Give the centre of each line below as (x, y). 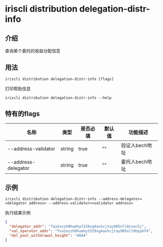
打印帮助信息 (18, 89)
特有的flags (23, 114)
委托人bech (134, 162)
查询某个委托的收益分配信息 (33, 51)
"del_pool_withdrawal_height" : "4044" (49, 236)
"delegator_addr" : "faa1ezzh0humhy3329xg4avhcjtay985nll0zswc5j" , (78, 227)
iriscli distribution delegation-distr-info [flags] (59, 79)
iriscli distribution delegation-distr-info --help (58, 98)
